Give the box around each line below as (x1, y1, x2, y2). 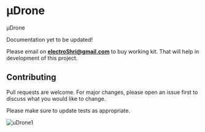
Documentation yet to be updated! (6, 36, 93, 43)
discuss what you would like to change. (6, 95, 106, 102)
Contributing (6, 72, 56, 83)
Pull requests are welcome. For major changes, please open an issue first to (6, 88, 198, 96)
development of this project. (6, 54, 78, 61)
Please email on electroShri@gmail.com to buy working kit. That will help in (6, 47, 199, 55)
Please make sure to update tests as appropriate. (6, 107, 131, 114)
